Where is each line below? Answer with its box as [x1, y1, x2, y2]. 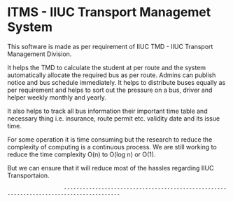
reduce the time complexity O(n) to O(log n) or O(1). [7, 150, 156, 159]
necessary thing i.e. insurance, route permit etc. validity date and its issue [7, 114, 220, 123]
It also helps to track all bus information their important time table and [7, 107, 208, 115]
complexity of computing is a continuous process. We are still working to [7, 142, 217, 151]
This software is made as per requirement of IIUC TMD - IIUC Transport [7, 42, 213, 50]
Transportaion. [7, 171, 50, 180]
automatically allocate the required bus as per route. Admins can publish [7, 71, 216, 79]
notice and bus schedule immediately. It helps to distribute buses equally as [7, 78, 226, 86]
